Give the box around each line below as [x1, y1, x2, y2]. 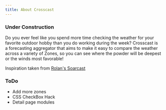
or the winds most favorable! [5, 55, 64, 62]
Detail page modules [12, 99, 55, 105]
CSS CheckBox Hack [12, 94, 55, 100]
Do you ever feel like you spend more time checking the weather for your [5, 35, 155, 40]
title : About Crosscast [5, 7, 55, 12]
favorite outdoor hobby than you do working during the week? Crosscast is [5, 40, 158, 46]
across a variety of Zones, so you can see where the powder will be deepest [5, 50, 162, 56]
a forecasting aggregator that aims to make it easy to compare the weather [5, 45, 158, 51]
